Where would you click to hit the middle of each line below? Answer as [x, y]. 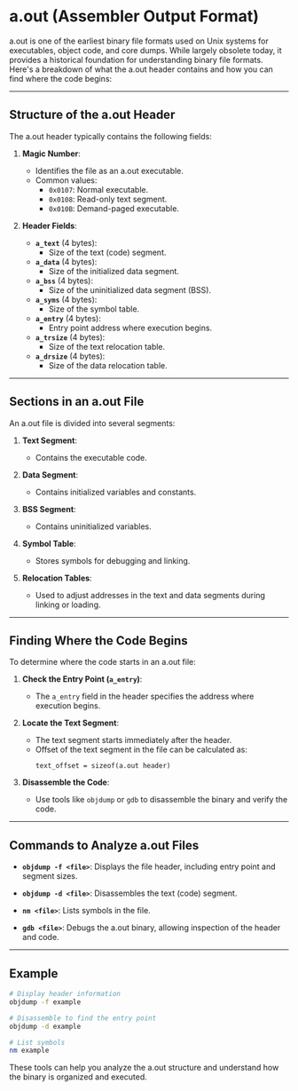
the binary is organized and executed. [78, 1077]
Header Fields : [49, 225]
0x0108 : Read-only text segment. [108, 199]
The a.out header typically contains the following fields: [111, 136]
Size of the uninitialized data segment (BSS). [129, 289]
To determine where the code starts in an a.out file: [103, 662]
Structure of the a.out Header [92, 115]
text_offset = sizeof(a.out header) [103, 766]
